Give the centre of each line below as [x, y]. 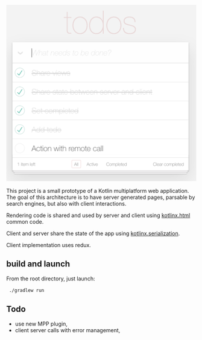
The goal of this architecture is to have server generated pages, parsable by [101, 197]
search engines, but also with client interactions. [66, 204]
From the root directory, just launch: [51, 279]
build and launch [38, 264]
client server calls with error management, [68, 330]
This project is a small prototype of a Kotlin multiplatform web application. [98, 191]
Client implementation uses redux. [49, 245]
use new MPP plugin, [41, 324]
